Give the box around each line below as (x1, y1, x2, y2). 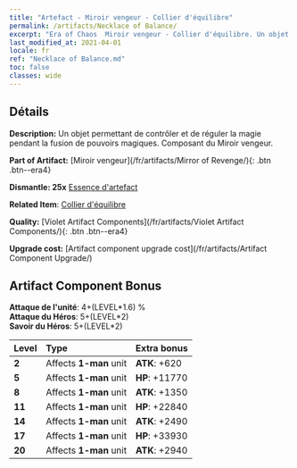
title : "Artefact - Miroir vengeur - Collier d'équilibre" (9, 13, 234, 22)
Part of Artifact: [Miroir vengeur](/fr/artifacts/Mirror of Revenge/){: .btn (9, 155, 272, 165)
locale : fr (9, 46, 50, 55)
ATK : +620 (135, 357, 183, 370)
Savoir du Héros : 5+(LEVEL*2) (9, 321, 123, 331)
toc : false (9, 63, 50, 72)
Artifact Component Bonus (9, 278, 162, 293)
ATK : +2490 (135, 415, 188, 428)
